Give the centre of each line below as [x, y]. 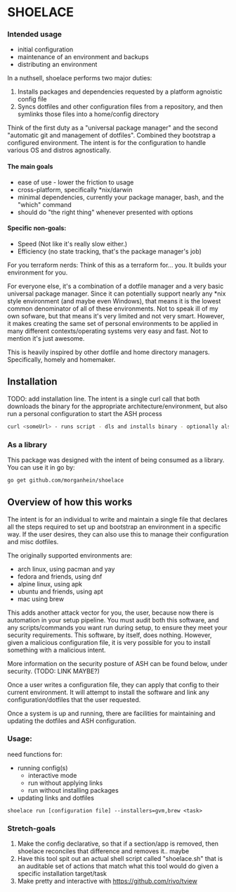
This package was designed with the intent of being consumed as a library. [116, 460]
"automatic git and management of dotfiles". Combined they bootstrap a [112, 135]
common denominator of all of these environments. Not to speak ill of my [113, 308]
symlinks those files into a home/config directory [88, 114]
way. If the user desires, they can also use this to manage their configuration [118, 534]
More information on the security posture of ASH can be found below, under [118, 663]
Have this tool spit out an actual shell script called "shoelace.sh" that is [120, 859]
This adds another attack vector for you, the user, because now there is [111, 613]
